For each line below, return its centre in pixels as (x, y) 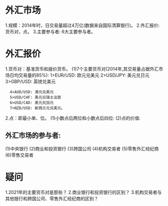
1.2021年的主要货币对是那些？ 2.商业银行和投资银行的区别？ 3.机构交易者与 (83, 192)
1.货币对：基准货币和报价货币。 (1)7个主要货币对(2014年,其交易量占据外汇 (82, 69)
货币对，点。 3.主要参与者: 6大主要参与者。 (50, 31)
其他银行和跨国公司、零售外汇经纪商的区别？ (52, 198)
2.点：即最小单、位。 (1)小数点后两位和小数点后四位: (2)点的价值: (73, 118)
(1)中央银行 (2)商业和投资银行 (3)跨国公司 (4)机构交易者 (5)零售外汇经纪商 (82, 148)
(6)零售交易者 (19, 155)
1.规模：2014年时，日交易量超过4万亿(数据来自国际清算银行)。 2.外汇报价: (82, 25)
